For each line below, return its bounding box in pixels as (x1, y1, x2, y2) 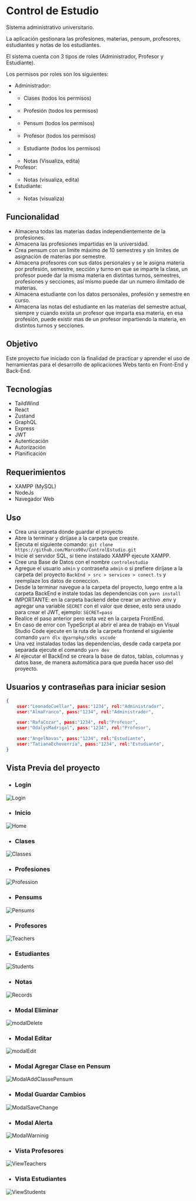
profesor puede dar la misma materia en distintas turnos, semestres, (14, 272, 181, 279)
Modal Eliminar (14, 1006, 59, 1014)
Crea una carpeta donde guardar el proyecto (14, 528, 124, 535)
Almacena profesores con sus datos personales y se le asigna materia (14, 259, 185, 266)
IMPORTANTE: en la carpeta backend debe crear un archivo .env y (14, 596, 177, 603)
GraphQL (14, 419, 37, 426)
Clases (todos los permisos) (23, 94, 92, 102)
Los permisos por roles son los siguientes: (6, 70, 109, 77)
